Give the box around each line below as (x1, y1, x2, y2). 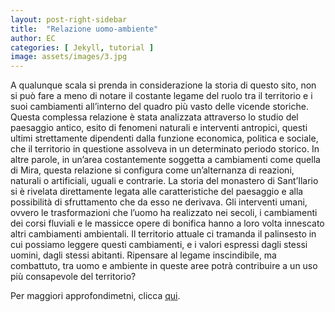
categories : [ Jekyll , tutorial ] (10, 42, 155, 53)
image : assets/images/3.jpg (10, 52, 128, 62)
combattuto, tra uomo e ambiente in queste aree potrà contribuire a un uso (10, 260, 318, 272)
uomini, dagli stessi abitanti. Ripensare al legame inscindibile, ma (10, 249, 277, 261)
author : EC (10, 33, 56, 43)
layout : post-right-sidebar (10, 14, 128, 25)
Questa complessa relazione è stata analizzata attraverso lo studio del (10, 111, 299, 123)
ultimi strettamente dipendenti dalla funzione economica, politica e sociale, (10, 132, 319, 145)
